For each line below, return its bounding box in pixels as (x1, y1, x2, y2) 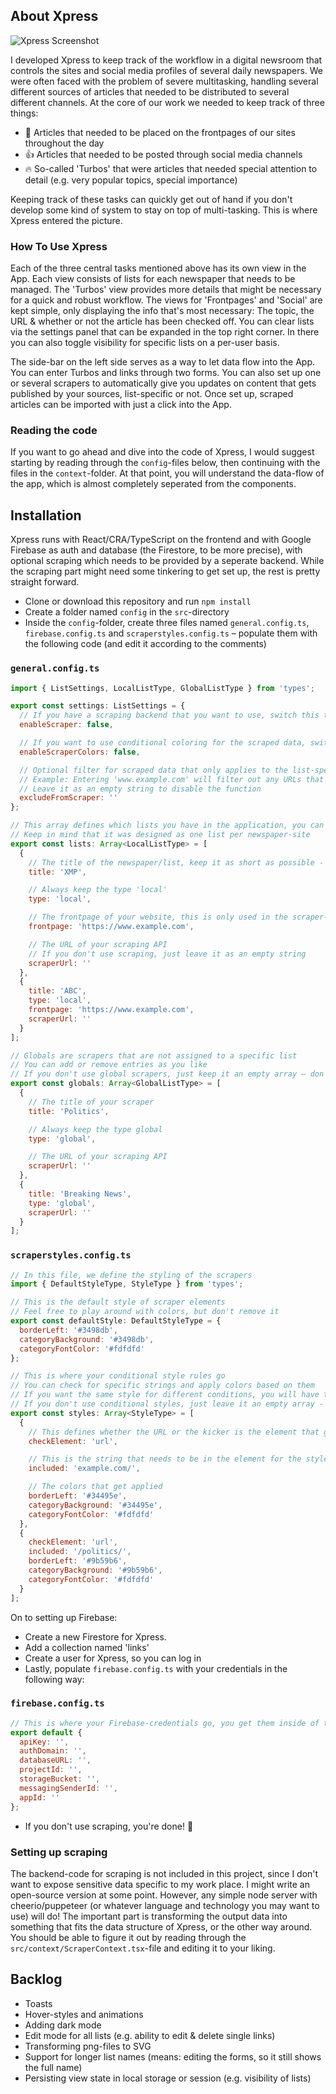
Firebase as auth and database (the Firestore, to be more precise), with (10, 544, 303, 556)
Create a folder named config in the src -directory (24, 606, 230, 618)
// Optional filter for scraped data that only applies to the (19, 765, 288, 775)
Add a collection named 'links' (24, 1641, 150, 1653)
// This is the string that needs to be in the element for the (28, 1454, 302, 1464)
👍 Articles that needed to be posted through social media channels (24, 148, 303, 160)
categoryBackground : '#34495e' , (28, 1500, 163, 1510)
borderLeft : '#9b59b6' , (28, 1556, 128, 1566)
